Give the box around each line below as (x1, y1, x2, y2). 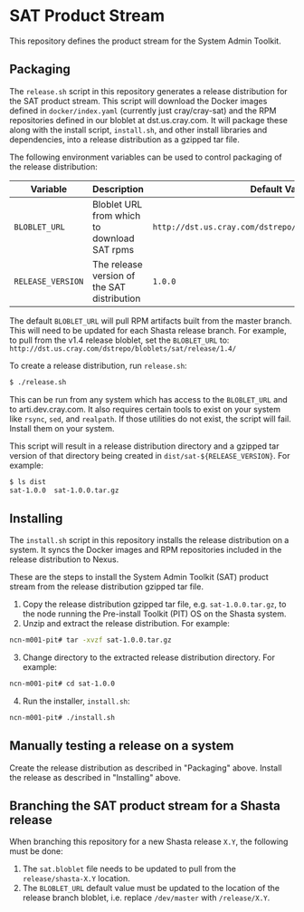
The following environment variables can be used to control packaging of (9, 151, 282, 162)
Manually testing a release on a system (9, 738, 234, 753)
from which (91, 209, 141, 222)
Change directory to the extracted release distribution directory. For (22, 652, 276, 663)
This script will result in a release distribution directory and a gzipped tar (9, 441, 280, 451)
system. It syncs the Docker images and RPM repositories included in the (9, 545, 282, 556)
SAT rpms (91, 243, 134, 256)
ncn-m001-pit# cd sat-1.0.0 (9, 679, 116, 689)
